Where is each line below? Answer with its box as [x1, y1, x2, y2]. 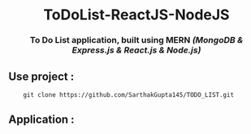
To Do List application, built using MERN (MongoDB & [29, 35, 244, 46]
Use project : [8, 69, 75, 83]
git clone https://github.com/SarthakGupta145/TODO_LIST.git [23, 90, 234, 98]
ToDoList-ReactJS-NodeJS [43, 6, 230, 24]
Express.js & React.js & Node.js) [71, 44, 201, 56]
